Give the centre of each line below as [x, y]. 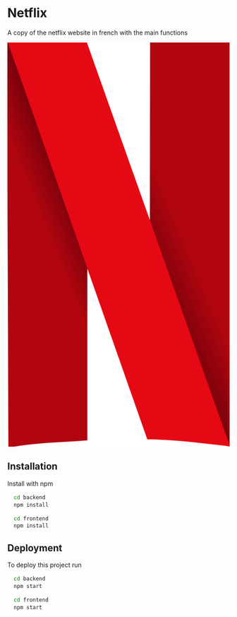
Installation [32, 467]
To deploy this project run [45, 565]
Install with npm [30, 483]
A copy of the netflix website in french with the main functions [98, 33]
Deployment [35, 548]
